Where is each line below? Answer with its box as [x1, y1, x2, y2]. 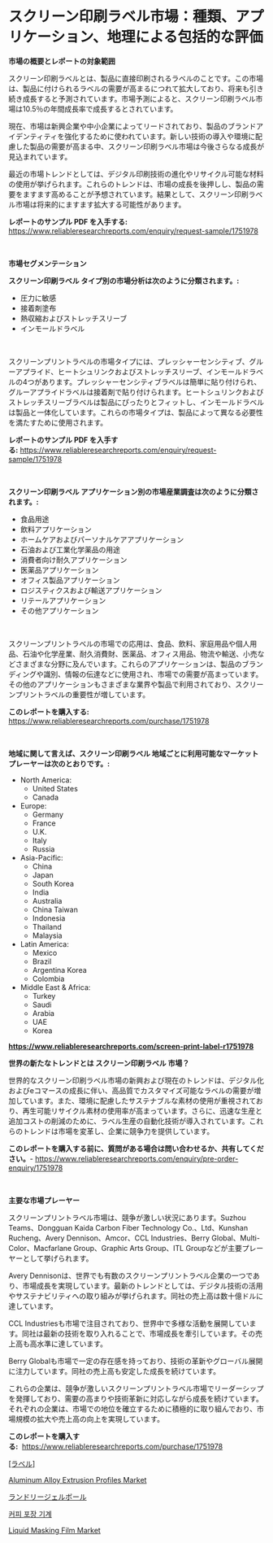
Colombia [32, 974, 65, 983]
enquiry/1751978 [8, 1162, 63, 1172]
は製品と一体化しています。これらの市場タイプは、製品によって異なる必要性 [8, 408, 264, 417]
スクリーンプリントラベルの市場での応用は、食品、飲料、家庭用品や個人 [8, 639, 250, 648]
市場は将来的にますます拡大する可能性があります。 [15, 199, 186, 209]
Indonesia [32, 913, 66, 923]
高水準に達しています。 [29, 1339, 108, 1349]
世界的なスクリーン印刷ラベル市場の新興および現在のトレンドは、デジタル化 [8, 1075, 265, 1085]
